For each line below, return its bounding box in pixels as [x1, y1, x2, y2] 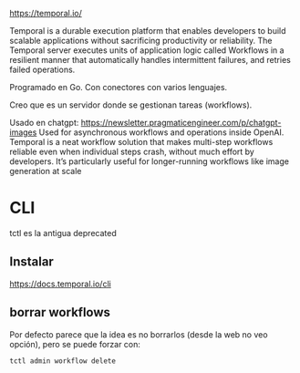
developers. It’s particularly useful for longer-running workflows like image [9, 156, 290, 167]
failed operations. [9, 64, 76, 75]
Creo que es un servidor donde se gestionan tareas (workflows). [9, 99, 253, 110]
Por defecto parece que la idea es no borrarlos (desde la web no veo [9, 328, 268, 340]
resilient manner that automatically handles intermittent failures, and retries [9, 55, 292, 65]
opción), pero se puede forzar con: [9, 338, 141, 349]
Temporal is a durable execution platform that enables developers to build [9, 26, 286, 36]
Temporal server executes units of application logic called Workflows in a [9, 45, 284, 56]
